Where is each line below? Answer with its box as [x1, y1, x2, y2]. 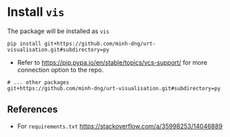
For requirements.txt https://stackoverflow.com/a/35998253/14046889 [17, 122, 223, 130]
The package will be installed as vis [7, 27, 110, 35]
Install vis [7, 4, 65, 20]
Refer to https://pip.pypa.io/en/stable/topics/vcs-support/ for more [17, 58, 208, 66]
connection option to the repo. [17, 65, 104, 74]
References [7, 104, 58, 116]
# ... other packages [7, 78, 70, 86]
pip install [7, 40, 41, 47]
